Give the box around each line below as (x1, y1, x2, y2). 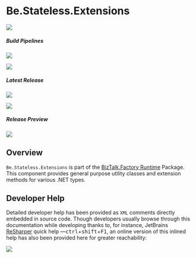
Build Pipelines (6, 37, 44, 44)
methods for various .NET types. (6, 176, 86, 183)
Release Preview (6, 116, 49, 123)
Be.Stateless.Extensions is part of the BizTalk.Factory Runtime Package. (6, 163, 185, 171)
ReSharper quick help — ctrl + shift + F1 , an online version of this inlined (6, 228, 186, 235)
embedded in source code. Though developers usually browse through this (6, 215, 191, 222)
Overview (6, 147, 43, 158)
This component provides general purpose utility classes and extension (6, 169, 181, 177)
